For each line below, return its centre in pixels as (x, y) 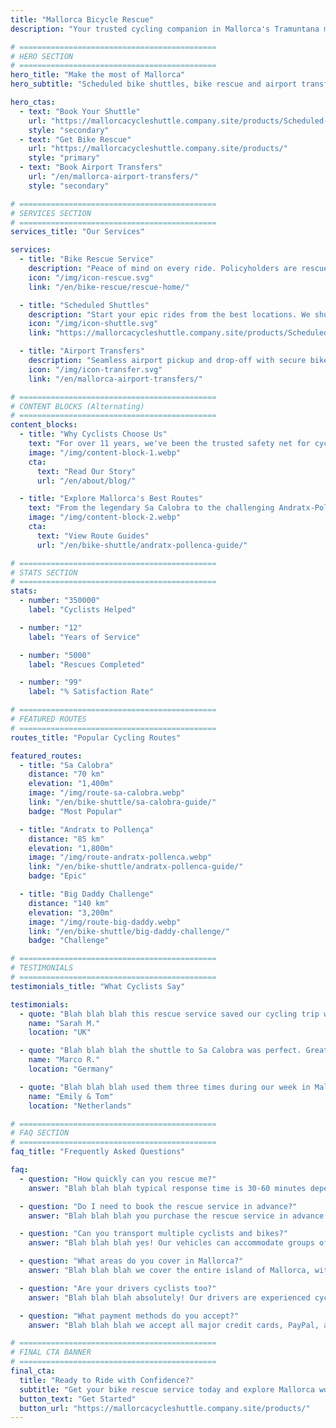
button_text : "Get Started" (78, 1399)
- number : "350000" (60, 601)
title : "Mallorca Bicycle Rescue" (82, 19)
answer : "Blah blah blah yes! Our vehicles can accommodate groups (171, 1243)
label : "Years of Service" (84, 637)
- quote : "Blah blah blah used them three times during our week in (165, 1087)
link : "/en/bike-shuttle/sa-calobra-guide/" (122, 802)
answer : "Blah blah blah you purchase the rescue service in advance (176, 1216)
